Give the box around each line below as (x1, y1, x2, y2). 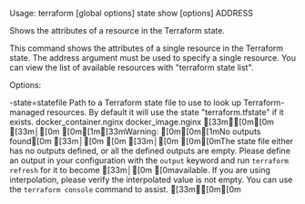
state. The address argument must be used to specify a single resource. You (9, 53, 296, 63)
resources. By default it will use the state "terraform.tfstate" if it (46, 107, 284, 117)
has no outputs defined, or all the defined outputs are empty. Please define (9, 145, 291, 156)
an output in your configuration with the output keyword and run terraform (9, 155, 290, 166)
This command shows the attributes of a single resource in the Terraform (9, 43, 284, 53)
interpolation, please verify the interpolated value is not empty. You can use (9, 174, 293, 185)
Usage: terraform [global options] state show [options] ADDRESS (9, 8, 253, 18)
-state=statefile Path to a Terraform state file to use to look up (9, 97, 242, 108)
